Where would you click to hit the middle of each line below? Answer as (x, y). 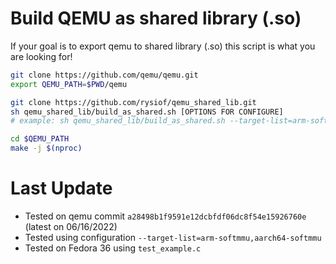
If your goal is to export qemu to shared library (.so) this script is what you (163, 46)
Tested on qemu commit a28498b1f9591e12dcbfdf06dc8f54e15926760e (165, 216)
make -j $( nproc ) (46, 148)
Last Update (61, 188)
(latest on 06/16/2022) (71, 226)
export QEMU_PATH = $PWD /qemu (69, 84)
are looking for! (41, 56)
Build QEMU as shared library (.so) (156, 18)
